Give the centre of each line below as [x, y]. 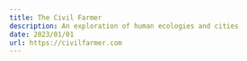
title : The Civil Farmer [56, 17]
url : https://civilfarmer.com [66, 43]
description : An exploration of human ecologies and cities [124, 26]
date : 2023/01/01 [42, 34]
